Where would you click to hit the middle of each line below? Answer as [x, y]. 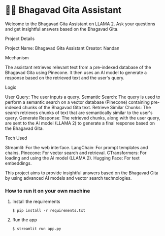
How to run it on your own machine [48, 191]
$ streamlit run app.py [37, 229]
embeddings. [18, 163]
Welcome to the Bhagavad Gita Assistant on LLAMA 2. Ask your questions [80, 24]
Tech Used [16, 138]
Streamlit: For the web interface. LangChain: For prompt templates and [77, 147]
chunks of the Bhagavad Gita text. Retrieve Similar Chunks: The [87, 107]
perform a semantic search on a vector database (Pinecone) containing [78, 102]
